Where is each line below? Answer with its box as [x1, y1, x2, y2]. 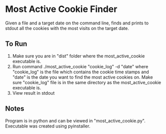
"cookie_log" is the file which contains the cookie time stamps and [12, 69, 150, 75]
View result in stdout [12, 90, 55, 96]
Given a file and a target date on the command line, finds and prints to [5, 20, 149, 26]
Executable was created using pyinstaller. [5, 123, 91, 129]
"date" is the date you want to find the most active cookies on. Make [12, 74, 153, 80]
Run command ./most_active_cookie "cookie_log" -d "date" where [12, 63, 149, 69]
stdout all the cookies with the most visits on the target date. [5, 25, 129, 31]
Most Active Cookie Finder [5, 3, 118, 15]
